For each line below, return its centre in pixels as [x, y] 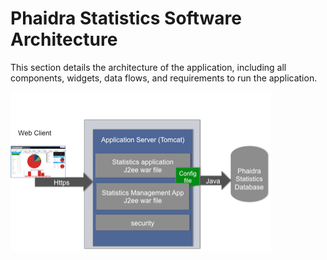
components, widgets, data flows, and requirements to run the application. [164, 78]
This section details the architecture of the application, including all [148, 67]
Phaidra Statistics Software [126, 18]
